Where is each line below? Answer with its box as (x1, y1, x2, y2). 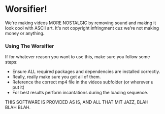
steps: (5, 59, 18, 65)
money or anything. (5, 30, 45, 36)
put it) (12, 84, 25, 90)
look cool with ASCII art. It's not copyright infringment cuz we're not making (5, 25, 159, 31)
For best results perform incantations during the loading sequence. (12, 90, 149, 96)
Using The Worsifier (5, 42, 54, 49)
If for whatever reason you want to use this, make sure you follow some (5, 54, 150, 60)
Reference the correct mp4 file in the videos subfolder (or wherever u (12, 79, 154, 85)
